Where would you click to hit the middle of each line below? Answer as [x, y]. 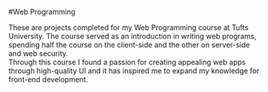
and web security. [39, 53]
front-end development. [48, 79]
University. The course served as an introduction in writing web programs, [133, 36]
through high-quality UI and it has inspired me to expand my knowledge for [134, 71]
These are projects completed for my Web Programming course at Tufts [129, 27]
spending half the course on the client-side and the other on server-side [129, 45]
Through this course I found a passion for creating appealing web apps [127, 62]
